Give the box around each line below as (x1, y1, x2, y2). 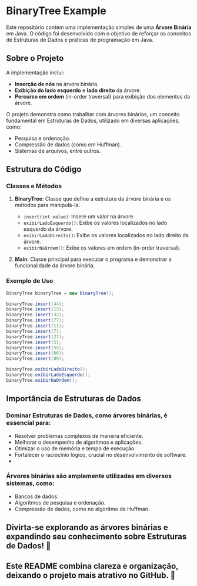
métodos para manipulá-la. (14, 202, 81, 209)
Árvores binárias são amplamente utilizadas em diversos (6, 472, 172, 480)
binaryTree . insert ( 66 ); (6, 350, 65, 356)
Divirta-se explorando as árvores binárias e (6, 522, 169, 532)
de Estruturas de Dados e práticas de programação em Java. (6, 36, 154, 43)
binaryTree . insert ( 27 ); (6, 333, 65, 340)
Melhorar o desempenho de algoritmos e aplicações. (14, 438, 143, 446)
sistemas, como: (6, 479, 55, 487)
